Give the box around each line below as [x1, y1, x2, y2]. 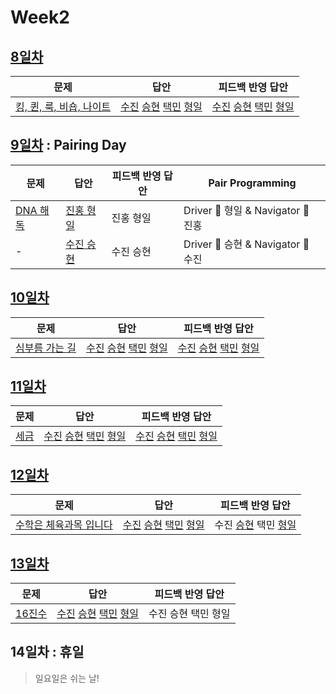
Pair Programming [208, 176, 297, 190]
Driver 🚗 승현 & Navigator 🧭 [183, 237, 310, 251]
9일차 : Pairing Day [10, 137, 127, 154]
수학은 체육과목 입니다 [15, 518, 113, 532]
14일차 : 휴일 [10, 644, 85, 661]
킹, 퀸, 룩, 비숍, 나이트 [15, 100, 112, 113]
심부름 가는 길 [15, 341, 77, 355]
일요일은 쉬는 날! [34, 672, 100, 684]
